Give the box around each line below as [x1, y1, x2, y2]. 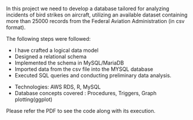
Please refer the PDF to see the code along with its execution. [6, 108, 156, 114]
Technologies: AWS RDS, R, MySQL [14, 83, 101, 90]
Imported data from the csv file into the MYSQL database [14, 66, 154, 73]
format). [6, 24, 26, 31]
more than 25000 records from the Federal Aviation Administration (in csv [6, 18, 185, 24]
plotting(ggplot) [14, 96, 53, 103]
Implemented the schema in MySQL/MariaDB [14, 59, 124, 66]
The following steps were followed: [6, 35, 91, 42]
